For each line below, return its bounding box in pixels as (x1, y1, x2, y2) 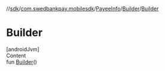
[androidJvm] (6, 45, 40, 53)
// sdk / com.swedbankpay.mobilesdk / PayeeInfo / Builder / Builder (6, 5, 159, 12)
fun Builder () (6, 58, 38, 65)
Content (6, 52, 26, 59)
